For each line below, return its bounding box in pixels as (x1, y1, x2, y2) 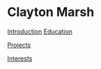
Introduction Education (7, 27, 73, 36)
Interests (7, 54, 33, 63)
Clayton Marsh (7, 4, 95, 20)
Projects (7, 40, 31, 49)
